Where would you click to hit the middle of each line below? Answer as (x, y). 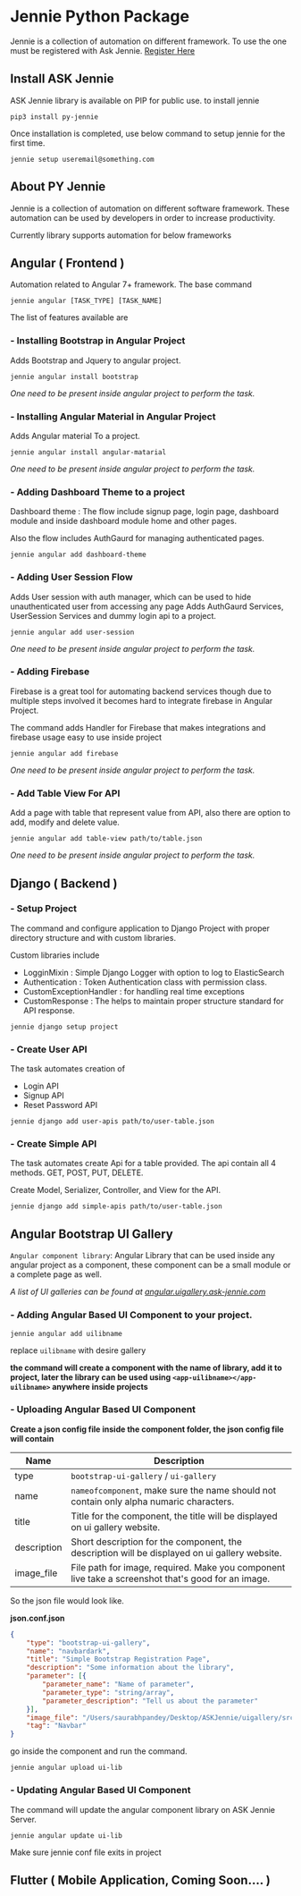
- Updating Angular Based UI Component (100, 1790)
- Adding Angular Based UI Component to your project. (131, 1315)
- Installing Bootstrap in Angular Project (98, 341)
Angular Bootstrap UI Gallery (92, 1234)
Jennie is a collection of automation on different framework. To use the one (148, 41)
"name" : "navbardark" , (68, 1651)
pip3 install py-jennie (54, 117)
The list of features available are (69, 317)
